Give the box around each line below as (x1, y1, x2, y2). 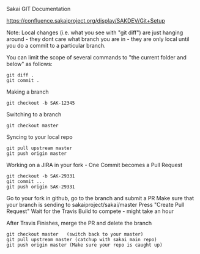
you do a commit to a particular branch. (6, 42, 106, 49)
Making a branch (6, 88, 49, 95)
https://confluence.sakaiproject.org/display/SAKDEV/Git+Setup (6, 17, 165, 24)
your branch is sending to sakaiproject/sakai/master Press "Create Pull (6, 201, 185, 208)
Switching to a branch (6, 111, 62, 118)
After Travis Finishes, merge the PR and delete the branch (6, 220, 152, 226)
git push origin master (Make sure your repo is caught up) (6, 242, 163, 248)
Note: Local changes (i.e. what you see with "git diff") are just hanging (6, 29, 183, 36)
